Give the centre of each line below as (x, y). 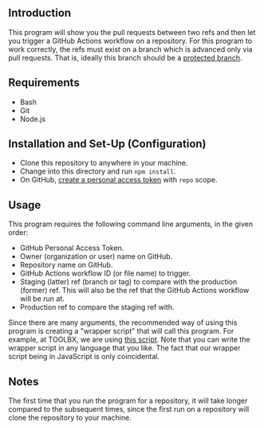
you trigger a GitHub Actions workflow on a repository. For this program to (130, 41)
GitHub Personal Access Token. (72, 248)
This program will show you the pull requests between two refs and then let (132, 32)
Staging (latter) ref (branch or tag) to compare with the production (128, 282)
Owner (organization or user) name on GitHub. (96, 256)
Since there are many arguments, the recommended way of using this (123, 322)
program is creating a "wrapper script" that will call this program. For (121, 331)
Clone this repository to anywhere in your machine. (104, 163)
